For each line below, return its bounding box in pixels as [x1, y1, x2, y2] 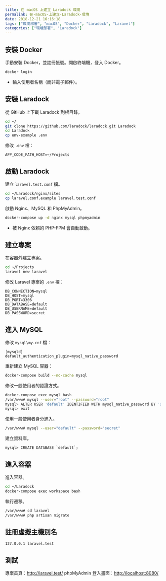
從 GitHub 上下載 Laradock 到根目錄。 [5, 109, 83, 115]
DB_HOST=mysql [5, 293, 35, 298]
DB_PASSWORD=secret [5, 311, 45, 316]
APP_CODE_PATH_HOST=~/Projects [5, 152, 70, 157]
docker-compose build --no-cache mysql [5, 373, 87, 378]
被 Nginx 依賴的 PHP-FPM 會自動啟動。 [12, 224, 92, 231]
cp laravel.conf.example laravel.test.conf [5, 196, 96, 201]
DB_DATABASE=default [5, 302, 48, 307]
